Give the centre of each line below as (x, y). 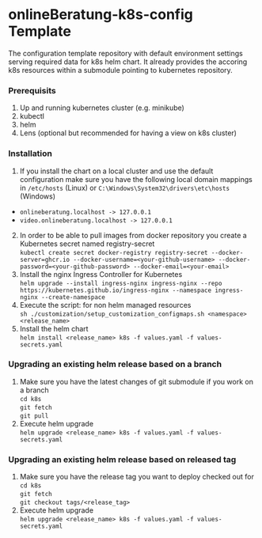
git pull (34, 416)
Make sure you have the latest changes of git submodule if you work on (136, 381)
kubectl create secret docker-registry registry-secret (114, 252)
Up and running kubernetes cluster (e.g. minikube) (102, 108)
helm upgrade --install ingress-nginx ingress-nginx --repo (121, 283)
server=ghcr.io (45, 260)
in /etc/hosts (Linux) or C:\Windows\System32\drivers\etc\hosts (125, 188)
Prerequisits (32, 90)
